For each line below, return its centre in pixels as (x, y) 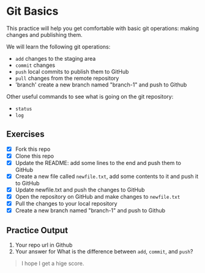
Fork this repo (33, 149)
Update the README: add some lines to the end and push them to (98, 163)
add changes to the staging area (55, 58)
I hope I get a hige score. (53, 263)
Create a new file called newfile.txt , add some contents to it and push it (107, 176)
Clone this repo (34, 156)
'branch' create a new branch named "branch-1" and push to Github (101, 85)
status (24, 109)
